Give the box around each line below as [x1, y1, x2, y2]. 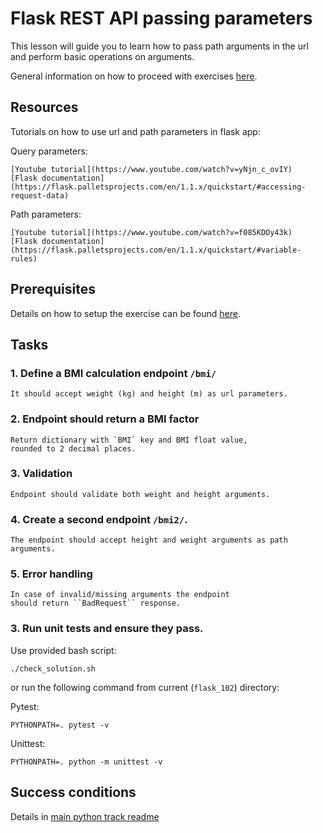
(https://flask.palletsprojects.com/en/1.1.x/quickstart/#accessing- [10, 182, 307, 192]
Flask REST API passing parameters [10, 7, 313, 30]
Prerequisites [10, 281, 96, 298]
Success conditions [10, 784, 137, 801]
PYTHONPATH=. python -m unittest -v [10, 757, 163, 767]
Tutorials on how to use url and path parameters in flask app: [10, 125, 261, 137]
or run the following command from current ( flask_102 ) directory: [10, 681, 280, 693]
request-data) [10, 190, 70, 201]
